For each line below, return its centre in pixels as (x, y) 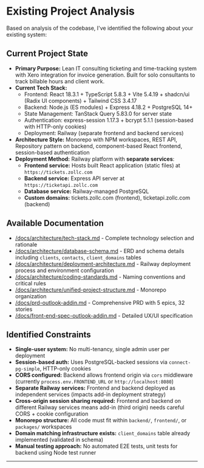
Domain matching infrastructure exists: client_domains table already (102, 433)
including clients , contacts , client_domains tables (78, 257)
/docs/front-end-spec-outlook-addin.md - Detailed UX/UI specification (104, 315)
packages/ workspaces (43, 427)
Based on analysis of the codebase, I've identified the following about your (100, 28)
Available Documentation (55, 223)
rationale (26, 244)
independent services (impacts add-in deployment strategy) (90, 394)
